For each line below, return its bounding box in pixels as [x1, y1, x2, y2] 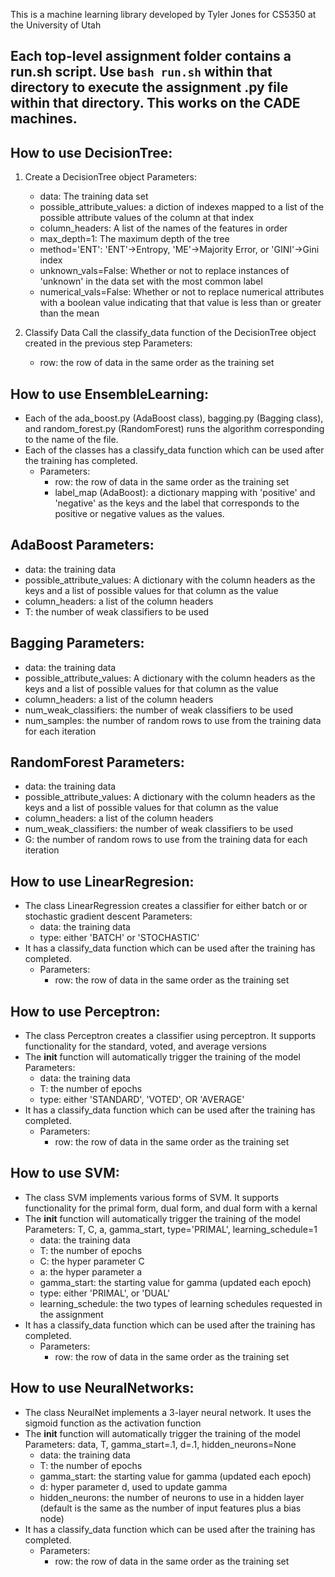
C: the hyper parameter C [39, 1255, 145, 1267]
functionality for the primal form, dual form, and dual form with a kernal [24, 1202, 318, 1214]
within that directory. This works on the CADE [10, 95, 301, 112]
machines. [10, 110, 78, 128]
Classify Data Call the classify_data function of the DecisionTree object [24, 327, 317, 339]
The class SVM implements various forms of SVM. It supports [24, 1191, 280, 1203]
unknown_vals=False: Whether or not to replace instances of [39, 265, 290, 277]
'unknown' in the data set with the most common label [39, 275, 263, 288]
